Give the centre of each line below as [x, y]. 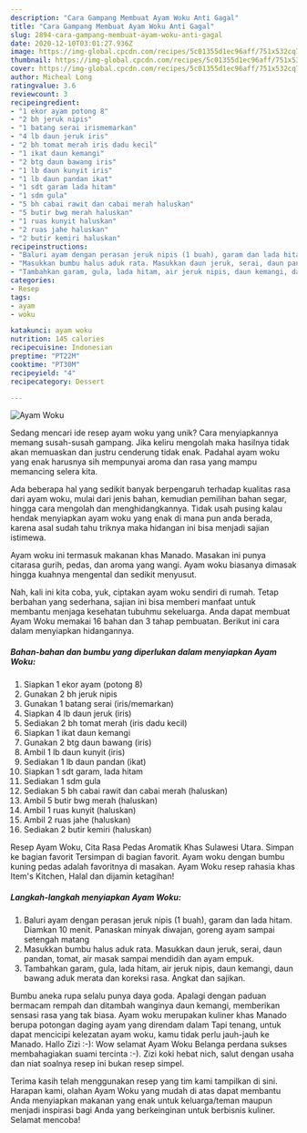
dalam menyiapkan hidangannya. [72, 631]
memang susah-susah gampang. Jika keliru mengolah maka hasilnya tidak [150, 443]
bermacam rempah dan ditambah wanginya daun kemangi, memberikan [145, 1005]
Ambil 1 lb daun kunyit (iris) [74, 752]
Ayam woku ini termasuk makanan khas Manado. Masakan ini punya [138, 556]
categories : [33, 281]
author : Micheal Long [51, 77]
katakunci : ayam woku [51, 331]
